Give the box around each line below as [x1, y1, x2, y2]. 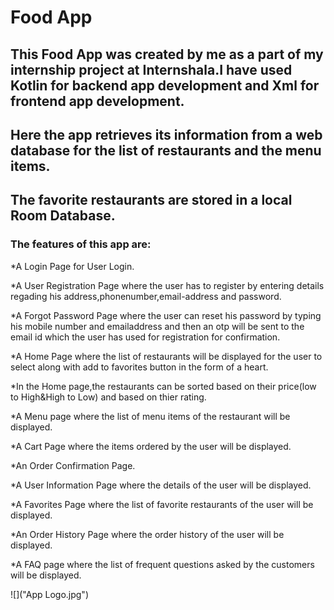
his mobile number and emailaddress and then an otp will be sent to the [10, 320, 305, 332]
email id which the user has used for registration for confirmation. [10, 331, 281, 343]
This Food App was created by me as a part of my [10, 46, 324, 63]
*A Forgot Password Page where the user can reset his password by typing [10, 309, 322, 321]
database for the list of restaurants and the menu [10, 142, 322, 159]
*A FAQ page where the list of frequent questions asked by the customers [10, 558, 315, 570]
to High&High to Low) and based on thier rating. [10, 391, 207, 403]
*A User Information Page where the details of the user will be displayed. [10, 479, 312, 491]
